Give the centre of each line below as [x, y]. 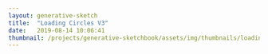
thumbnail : [26, 38]
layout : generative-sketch [53, 15]
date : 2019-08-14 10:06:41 [57, 30]
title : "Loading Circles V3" [59, 23]
